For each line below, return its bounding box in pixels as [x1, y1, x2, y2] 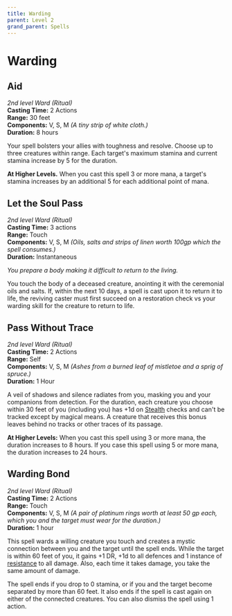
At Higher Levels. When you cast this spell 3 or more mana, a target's [7, 170, 206, 178]
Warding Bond [7, 468, 71, 480]
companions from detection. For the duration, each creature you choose [7, 398, 213, 406]
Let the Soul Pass [7, 197, 83, 209]
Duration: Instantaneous [7, 253, 78, 261]
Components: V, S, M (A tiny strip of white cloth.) [7, 121, 149, 129]
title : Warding [7, 10, 51, 17]
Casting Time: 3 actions [7, 223, 77, 232]
